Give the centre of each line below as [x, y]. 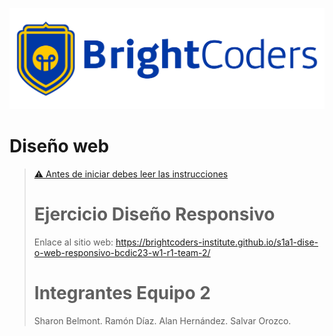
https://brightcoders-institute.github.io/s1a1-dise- [217, 242]
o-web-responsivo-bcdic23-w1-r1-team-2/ [122, 252]
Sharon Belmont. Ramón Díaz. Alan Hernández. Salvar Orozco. [162, 320]
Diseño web [59, 146]
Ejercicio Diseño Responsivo [154, 214]
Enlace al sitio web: [73, 242]
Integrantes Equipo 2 [122, 292]
